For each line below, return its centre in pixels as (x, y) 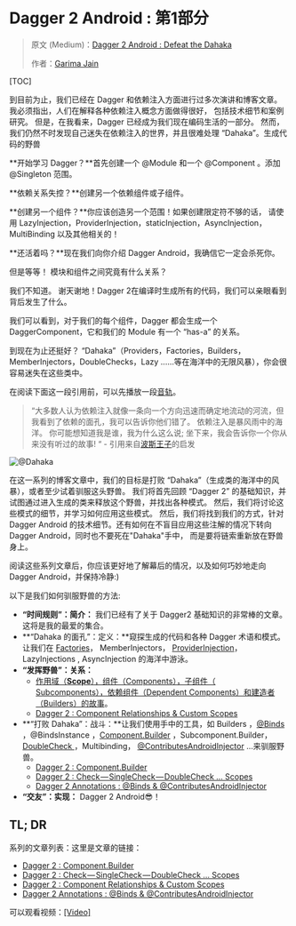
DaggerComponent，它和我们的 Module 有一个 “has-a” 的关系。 (127, 331)
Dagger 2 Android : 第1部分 (109, 18)
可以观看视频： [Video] (50, 912)
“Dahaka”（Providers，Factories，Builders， (164, 350)
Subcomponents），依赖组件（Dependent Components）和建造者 (155, 692)
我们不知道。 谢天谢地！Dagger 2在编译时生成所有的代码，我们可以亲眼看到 (148, 291)
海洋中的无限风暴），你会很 (238, 362)
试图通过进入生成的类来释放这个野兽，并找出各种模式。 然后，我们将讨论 (143, 502)
